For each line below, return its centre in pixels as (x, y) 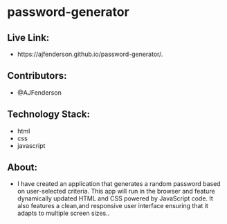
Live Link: (28, 38)
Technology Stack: (49, 114)
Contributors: (37, 76)
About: (22, 168)
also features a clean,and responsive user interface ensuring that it (113, 206)
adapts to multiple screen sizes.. (63, 213)
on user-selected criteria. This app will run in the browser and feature (116, 192)
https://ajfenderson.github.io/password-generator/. (90, 54)
